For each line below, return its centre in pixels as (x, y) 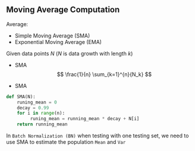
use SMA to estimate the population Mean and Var (66, 142)
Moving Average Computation (63, 10)
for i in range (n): (41, 113)
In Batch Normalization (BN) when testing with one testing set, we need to (97, 136)
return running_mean (42, 124)
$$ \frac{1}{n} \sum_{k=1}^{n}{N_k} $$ (104, 74)
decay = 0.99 (33, 108)
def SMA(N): (21, 97)
